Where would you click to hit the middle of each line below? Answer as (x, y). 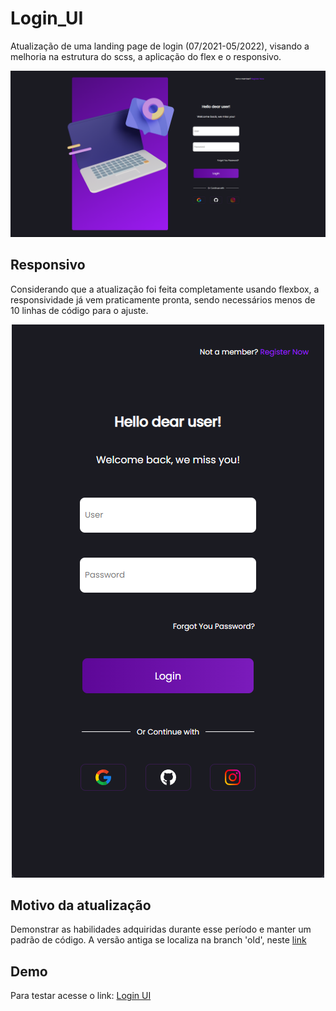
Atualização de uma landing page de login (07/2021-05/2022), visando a (160, 46)
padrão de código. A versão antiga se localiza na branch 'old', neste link (158, 940)
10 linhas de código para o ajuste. (79, 310)
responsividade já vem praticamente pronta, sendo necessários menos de (163, 299)
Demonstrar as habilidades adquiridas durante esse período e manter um (161, 929)
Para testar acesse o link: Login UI (81, 996)
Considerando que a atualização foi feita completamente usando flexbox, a (165, 289)
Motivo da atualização (81, 905)
